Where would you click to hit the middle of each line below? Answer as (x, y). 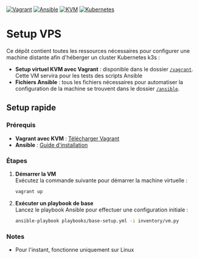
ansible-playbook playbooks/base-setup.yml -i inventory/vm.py (97, 221)
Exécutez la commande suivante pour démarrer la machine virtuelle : (101, 180)
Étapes (17, 160)
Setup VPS (34, 34)
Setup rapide (31, 108)
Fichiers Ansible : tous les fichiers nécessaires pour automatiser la (99, 82)
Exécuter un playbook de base (54, 203)
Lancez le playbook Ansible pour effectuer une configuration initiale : (102, 210)
